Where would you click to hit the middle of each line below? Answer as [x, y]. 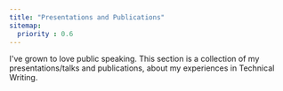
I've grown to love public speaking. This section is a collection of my [134, 59]
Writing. [24, 78]
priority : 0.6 [45, 34]
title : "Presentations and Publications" [87, 17]
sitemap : [25, 26]
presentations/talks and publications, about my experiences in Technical [142, 68]
